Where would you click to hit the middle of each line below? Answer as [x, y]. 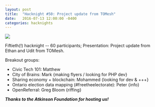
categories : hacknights [29, 23]
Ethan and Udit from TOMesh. [35, 51]
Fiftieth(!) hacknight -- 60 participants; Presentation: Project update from [78, 46]
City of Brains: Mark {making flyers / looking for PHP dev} [70, 75]
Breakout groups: [22, 60]
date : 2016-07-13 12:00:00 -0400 [41, 18]
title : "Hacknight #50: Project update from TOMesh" [61, 14]
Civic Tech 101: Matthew [36, 69]
